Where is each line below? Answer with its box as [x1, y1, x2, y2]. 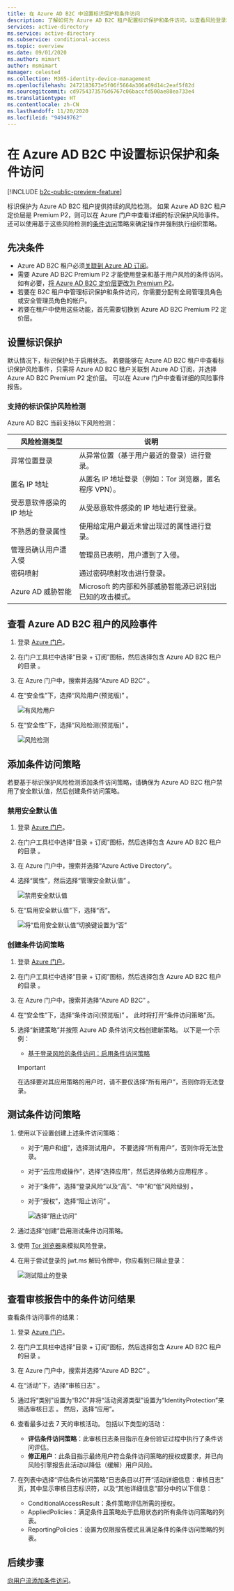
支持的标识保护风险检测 [7, 402, 86, 412]
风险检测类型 [20, 437, 63, 447]
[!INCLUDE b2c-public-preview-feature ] [7, 187, 123, 196]
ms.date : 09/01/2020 [7, 50, 68, 57]
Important [17, 1063, 46, 1071]
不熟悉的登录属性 [10, 527, 68, 537]
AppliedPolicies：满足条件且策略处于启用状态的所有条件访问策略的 [27, 1508, 219, 1516]
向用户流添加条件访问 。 [7, 1576, 75, 1585]
